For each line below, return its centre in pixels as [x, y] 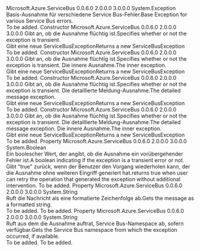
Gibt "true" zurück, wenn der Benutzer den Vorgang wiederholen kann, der [98, 166]
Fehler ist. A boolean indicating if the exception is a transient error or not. [95, 160]
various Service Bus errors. [40, 21]
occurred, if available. [33, 236]
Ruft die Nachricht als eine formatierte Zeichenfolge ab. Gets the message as [100, 198]
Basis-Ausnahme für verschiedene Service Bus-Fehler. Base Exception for [97, 14]
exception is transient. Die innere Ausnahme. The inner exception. [86, 65]
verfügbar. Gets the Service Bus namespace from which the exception [92, 230]
